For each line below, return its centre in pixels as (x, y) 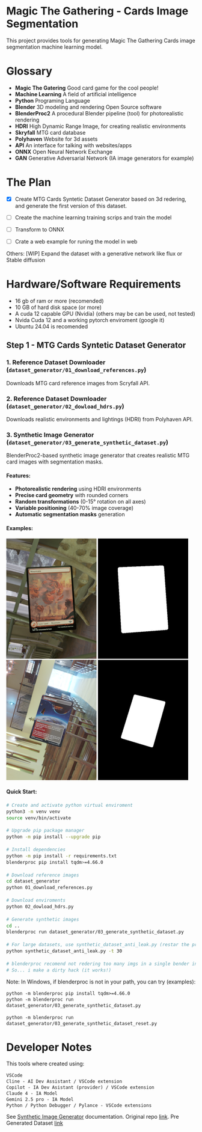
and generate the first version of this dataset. (71, 206)
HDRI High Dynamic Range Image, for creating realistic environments (100, 126)
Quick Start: (22, 792)
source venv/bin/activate (38, 818)
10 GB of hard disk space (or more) (58, 307)
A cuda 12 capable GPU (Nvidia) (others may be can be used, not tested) (105, 314)
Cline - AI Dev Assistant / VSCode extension (64, 1082)
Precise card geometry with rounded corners (72, 495)
